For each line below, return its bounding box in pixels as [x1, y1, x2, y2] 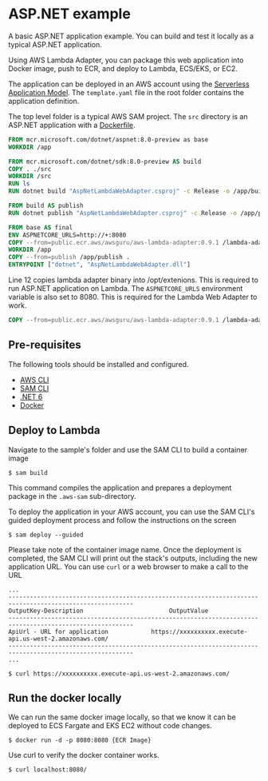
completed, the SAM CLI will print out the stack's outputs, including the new [8, 553, 258, 563]
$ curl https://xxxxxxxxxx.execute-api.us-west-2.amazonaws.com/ [8, 669, 230, 678]
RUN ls [8, 180, 30, 188]
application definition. [8, 96, 80, 106]
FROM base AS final [8, 223, 73, 232]
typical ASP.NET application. [8, 39, 102, 49]
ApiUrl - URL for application [8, 628, 109, 636]
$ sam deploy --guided [8, 531, 84, 539]
